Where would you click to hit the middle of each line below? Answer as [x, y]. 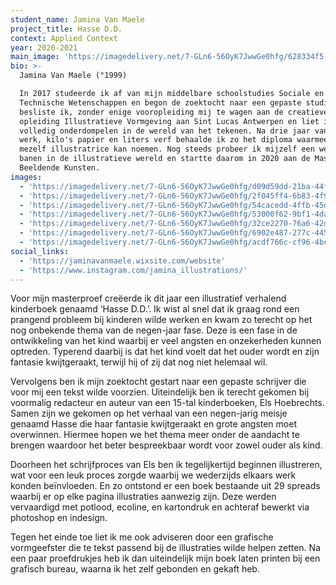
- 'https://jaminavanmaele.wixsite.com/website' [122, 261]
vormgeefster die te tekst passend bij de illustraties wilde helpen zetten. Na [166, 548]
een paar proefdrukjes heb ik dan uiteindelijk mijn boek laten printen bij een [165, 558]
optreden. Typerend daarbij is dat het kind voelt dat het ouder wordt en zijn [165, 352]
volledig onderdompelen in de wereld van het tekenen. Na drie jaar [165, 131]
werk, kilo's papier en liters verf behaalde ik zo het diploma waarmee [174, 140]
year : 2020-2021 [44, 47]
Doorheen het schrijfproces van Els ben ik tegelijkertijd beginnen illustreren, [166, 465]
